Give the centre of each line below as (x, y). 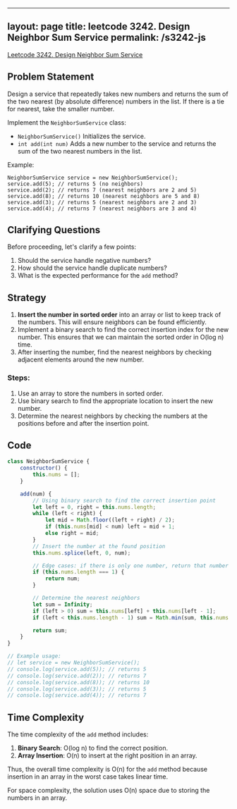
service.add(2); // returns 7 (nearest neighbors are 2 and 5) (102, 190)
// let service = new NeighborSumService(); (74, 663)
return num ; (62, 579)
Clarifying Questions (54, 230)
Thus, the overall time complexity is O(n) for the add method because (108, 770)
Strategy (27, 298)
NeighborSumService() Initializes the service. (81, 136)
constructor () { (44, 468)
